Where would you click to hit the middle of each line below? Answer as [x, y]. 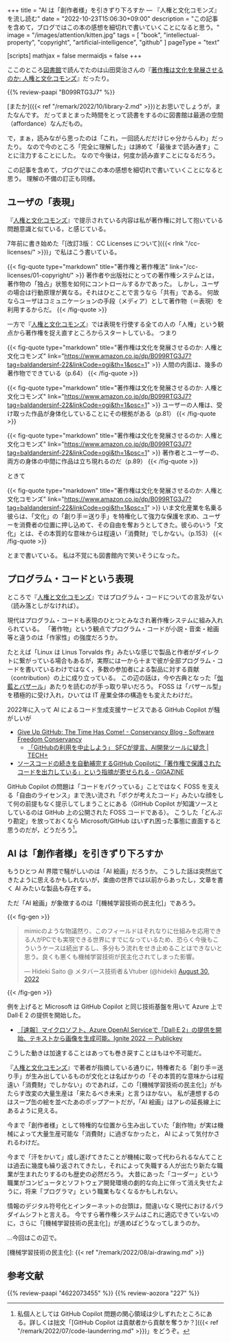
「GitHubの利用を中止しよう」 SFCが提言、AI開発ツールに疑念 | [118, 747]
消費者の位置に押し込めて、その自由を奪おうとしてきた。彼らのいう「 [118, 525]
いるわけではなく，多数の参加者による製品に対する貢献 [121, 669]
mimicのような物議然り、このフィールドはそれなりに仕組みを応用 [117, 931]
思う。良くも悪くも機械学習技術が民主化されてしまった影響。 [111, 957]
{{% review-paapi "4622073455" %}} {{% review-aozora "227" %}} [103, 1293]
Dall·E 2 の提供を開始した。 [46, 1015]
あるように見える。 [34, 1111]
